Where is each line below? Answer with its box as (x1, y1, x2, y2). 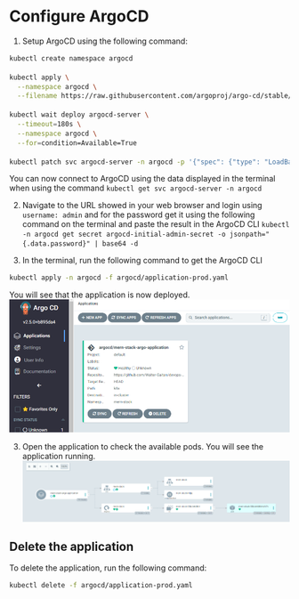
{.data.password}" (21, 239, 91, 248)
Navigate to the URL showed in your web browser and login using (21, 200, 263, 211)
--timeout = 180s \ (17, 120, 82, 129)
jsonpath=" (230, 230, 270, 239)
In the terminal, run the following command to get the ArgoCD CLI (21, 255, 263, 266)
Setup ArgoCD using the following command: (21, 36, 189, 46)
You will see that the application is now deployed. (9, 289, 190, 300)
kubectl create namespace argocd (9, 53, 133, 63)
